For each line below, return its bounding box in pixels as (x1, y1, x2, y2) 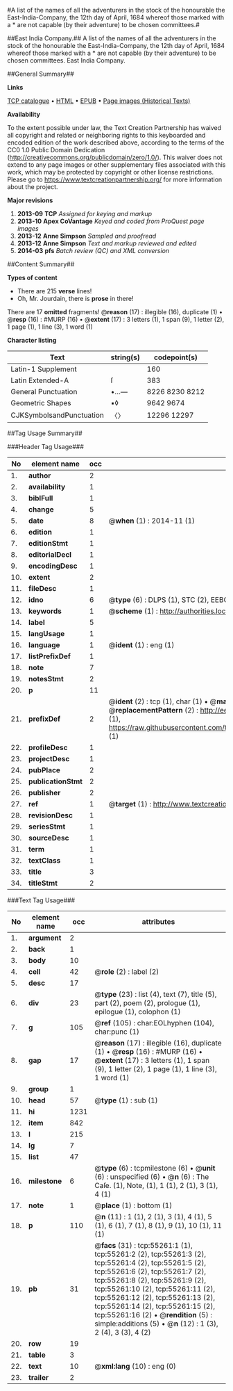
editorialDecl (28, 550, 71, 559)
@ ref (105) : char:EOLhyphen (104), (94, 1018, 215, 1027)
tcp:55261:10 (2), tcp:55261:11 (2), (94, 1284, 216, 1294)
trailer (28, 1373, 49, 1382)
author (28, 471, 51, 480)
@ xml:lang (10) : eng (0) (94, 1362, 177, 1371)
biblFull (28, 494, 53, 503)
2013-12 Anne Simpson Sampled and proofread (17, 232, 157, 240)
